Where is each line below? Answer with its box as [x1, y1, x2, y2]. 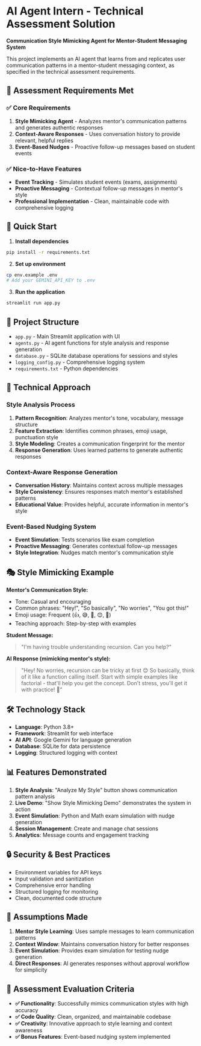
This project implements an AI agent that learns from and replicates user [6, 55, 186, 62]
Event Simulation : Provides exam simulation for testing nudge [14, 947, 169, 954]
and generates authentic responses [14, 124, 104, 131]
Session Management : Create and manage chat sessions [14, 825, 158, 832]
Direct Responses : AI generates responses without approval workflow [14, 960, 190, 967]
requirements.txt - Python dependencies [14, 365, 119, 372]
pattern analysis [14, 793, 55, 800]
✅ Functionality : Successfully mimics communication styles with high [14, 1000, 188, 1007]
